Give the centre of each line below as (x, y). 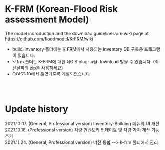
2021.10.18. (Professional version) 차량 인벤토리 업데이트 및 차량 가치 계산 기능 (82, 130)
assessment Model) (47, 20)
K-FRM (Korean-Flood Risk (62, 9)
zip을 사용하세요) (46, 68)
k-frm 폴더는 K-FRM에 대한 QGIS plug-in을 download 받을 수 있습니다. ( (83, 61)
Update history (37, 109)
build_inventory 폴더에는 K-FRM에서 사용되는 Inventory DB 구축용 (78, 49)
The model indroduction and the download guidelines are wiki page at (77, 33)
